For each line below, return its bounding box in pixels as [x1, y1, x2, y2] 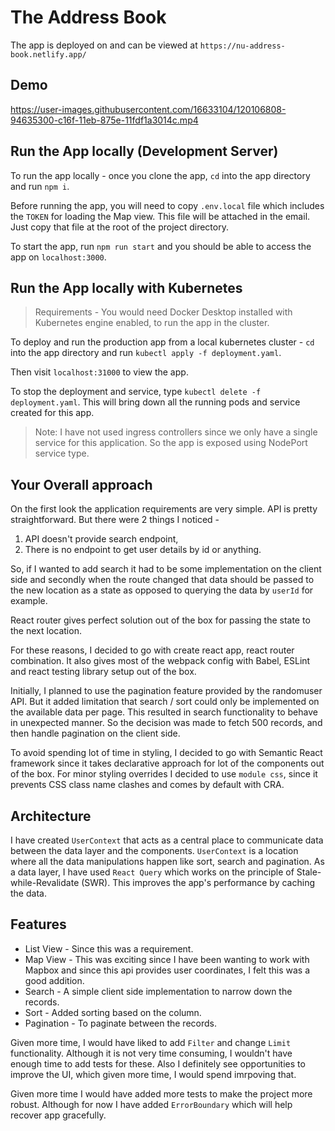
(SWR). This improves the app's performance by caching [81, 877, 315, 888]
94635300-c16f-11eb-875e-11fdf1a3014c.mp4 [10, 114, 199, 126]
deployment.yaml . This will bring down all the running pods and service [10, 396, 301, 408]
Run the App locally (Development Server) [10, 143, 279, 160]
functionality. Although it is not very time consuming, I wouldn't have [10, 1047, 293, 1059]
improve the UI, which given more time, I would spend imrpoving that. [10, 1068, 297, 1080]
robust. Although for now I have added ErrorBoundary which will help [10, 1098, 293, 1110]
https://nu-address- [199, 41, 286, 51]
